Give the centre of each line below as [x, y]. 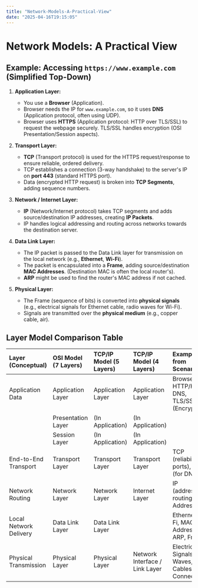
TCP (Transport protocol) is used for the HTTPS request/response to [107, 157]
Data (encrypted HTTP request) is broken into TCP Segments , [99, 182]
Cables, [183, 569]
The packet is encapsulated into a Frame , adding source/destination [106, 265]
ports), [182, 467]
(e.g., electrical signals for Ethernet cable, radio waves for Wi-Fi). [103, 306]
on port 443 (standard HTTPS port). [67, 176]
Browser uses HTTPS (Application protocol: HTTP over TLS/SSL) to [105, 121]
